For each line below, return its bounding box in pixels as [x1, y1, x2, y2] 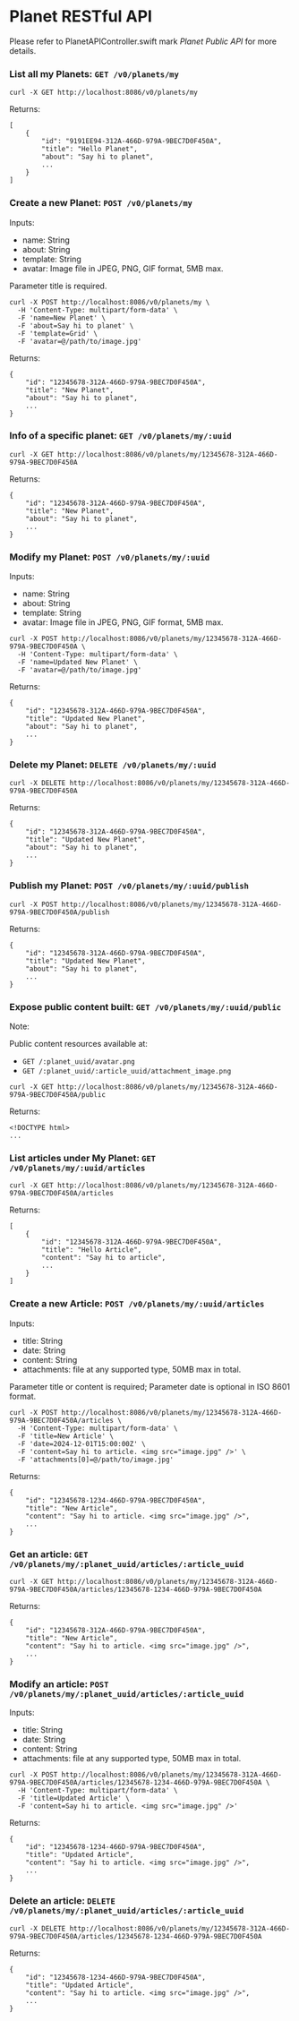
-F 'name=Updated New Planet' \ [17, 658, 139, 667]
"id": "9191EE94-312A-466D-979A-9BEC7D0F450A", [41, 137, 222, 146]
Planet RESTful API [9, 6, 152, 27]
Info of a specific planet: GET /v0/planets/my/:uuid [9, 430, 232, 442]
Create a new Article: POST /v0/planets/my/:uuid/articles [9, 1297, 265, 1310]
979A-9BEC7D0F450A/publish [9, 907, 110, 917]
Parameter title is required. [9, 280, 107, 291]
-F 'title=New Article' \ [17, 1431, 115, 1441]
